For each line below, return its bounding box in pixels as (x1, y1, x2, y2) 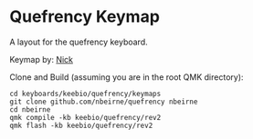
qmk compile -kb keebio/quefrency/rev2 (9, 113, 162, 122)
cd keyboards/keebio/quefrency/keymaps (9, 89, 162, 98)
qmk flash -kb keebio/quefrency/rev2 (9, 121, 153, 130)
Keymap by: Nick (9, 54, 74, 65)
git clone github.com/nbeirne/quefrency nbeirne (9, 97, 198, 106)
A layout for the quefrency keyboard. (9, 36, 148, 47)
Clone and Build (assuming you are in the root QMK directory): (9, 71, 244, 83)
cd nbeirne (9, 104, 51, 114)
